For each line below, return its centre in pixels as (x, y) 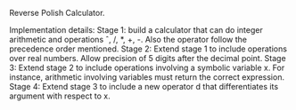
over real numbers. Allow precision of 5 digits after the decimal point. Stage (148, 58)
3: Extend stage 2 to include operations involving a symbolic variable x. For (147, 67)
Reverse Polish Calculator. (57, 13)
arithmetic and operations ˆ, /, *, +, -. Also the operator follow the (128, 39)
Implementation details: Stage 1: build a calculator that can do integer (136, 30)
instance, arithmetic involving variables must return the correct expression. (147, 77)
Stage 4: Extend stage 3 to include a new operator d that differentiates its (144, 86)
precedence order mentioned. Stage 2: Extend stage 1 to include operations (148, 49)
